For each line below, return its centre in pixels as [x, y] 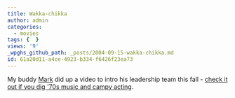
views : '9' [23, 46]
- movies [26, 33]
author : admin [28, 20]
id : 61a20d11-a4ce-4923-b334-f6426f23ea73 [70, 59]
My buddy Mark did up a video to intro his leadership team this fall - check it [117, 79]
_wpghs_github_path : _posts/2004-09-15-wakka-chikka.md [90, 53]
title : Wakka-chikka [38, 14]
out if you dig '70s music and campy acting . [70, 86]
